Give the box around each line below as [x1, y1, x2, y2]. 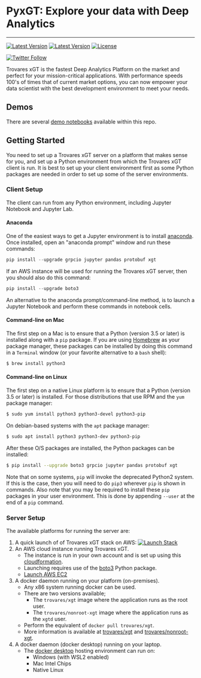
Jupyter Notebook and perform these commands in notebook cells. [6, 303, 172, 310]
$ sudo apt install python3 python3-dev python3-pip [6, 433, 141, 439]
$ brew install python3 [6, 361, 66, 367]
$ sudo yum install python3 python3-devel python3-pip [6, 411, 146, 417]
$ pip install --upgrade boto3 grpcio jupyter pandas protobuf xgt [6, 462, 178, 468]
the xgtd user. [32, 616, 67, 623]
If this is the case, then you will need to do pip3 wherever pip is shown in [6, 480, 186, 487]
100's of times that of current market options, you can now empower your [6, 78, 188, 85]
